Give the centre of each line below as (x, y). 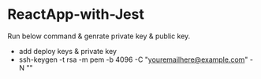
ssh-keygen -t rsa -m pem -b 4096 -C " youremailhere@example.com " (133, 59)
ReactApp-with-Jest (76, 14)
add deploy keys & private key (68, 51)
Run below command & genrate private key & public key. (99, 36)
